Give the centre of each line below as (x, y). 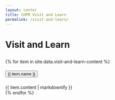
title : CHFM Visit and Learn (36, 15)
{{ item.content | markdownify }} (39, 87)
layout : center (21, 10)
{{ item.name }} (22, 74)
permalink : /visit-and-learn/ (37, 19)
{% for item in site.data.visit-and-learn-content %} (57, 62)
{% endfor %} (20, 93)
